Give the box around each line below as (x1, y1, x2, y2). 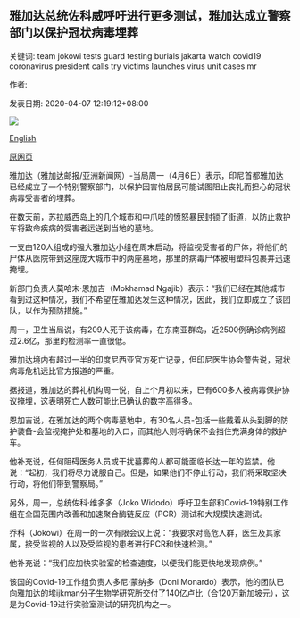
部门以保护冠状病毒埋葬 (9, 25, 138, 40)
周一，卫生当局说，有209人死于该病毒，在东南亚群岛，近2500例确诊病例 (9, 324, 279, 335)
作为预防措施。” (32, 305, 87, 315)
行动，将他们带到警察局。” (9, 478, 104, 489)
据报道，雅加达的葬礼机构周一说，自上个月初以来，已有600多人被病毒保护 (9, 384, 283, 395)
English (9, 132, 37, 143)
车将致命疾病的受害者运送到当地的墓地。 (9, 222, 158, 233)
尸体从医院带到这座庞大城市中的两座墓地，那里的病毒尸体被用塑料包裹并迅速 (9, 253, 291, 263)
